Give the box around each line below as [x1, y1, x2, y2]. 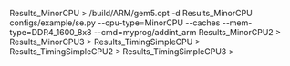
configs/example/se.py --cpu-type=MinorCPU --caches [9, 17, 221, 28]
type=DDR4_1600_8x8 [9, 27, 92, 37]
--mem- [222, 17, 253, 28]
